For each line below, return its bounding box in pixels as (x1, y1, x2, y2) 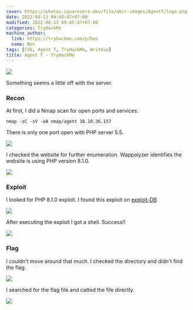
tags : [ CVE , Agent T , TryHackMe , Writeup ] (6, 47, 111, 53)
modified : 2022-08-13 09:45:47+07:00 (6, 19, 99, 25)
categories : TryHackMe (6, 25, 62, 31)
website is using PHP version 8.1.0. (6, 157, 90, 164)
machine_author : (6, 30, 46, 36)
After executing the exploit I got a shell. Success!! (6, 219, 126, 226)
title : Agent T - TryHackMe (6, 52, 75, 58)
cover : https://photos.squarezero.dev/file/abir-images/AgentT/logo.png (6, 8, 188, 15)
